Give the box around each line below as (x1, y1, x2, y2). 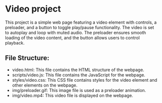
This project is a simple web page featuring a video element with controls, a (5, 19, 157, 25)
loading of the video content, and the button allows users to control (5, 35, 140, 41)
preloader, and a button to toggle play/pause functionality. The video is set (5, 24, 154, 30)
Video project (5, 3, 61, 15)
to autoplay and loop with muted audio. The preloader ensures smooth (5, 29, 146, 35)
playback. (5, 40, 25, 45)
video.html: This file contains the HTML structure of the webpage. (12, 67, 144, 73)
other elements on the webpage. (12, 82, 78, 88)
